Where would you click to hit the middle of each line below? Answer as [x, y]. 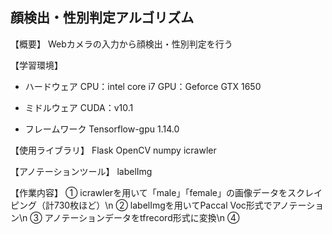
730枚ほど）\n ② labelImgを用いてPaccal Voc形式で [163, 205]
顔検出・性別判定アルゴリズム [102, 18]
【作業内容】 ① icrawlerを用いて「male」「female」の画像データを [149, 192]
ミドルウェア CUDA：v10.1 [79, 107]
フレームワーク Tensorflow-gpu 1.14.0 [102, 129]
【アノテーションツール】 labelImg [81, 171]
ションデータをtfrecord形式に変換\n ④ [159, 217]
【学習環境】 [36, 65]
